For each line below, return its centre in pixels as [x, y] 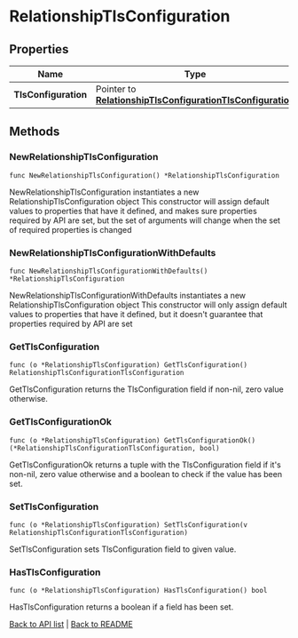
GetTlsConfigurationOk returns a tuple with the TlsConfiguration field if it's [145, 465]
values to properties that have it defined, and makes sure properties [133, 211]
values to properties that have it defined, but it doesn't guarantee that [136, 314]
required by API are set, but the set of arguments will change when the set [145, 220]
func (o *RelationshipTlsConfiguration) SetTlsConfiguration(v [129, 525]
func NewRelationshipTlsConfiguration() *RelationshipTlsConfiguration [144, 175]
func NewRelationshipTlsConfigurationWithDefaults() [109, 271]
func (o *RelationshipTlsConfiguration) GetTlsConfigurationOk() [132, 440]
